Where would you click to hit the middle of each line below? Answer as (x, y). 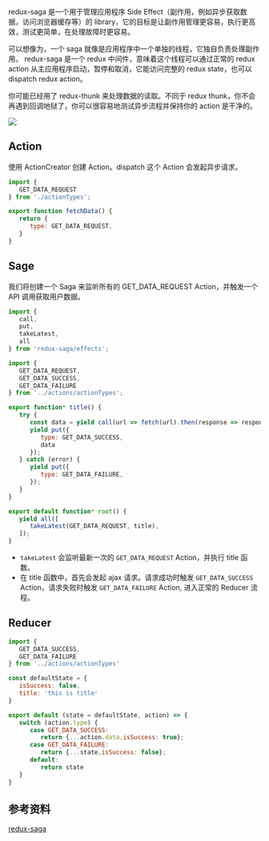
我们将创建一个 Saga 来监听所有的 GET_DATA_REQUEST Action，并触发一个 (133, 286)
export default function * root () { (68, 511)
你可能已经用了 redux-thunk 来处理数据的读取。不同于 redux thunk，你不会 (132, 96)
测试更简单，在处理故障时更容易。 (78, 32)
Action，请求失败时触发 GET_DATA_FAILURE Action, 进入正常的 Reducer (134, 587)
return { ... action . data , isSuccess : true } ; (112, 738)
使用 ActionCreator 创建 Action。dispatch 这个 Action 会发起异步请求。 (125, 167)
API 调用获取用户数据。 (47, 296)
